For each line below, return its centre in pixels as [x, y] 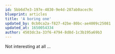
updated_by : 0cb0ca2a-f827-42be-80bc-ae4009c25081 [58, 23]
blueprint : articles [26, 14]
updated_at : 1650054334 [29, 28]
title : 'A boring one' [28, 19]
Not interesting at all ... [28, 46]
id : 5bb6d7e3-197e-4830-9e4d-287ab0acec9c [49, 10]
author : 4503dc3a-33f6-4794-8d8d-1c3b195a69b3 [54, 32]
